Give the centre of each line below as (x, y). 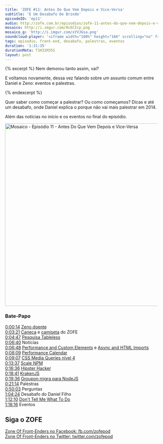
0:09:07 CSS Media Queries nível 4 (40, 358)
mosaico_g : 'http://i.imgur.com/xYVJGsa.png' (52, 32)
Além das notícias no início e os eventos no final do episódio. (66, 117)
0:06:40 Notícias (22, 342)
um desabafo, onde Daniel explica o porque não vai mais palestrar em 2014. (81, 107)
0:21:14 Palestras (22, 384)
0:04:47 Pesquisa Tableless (33, 337)
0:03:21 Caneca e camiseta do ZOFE (41, 332)
